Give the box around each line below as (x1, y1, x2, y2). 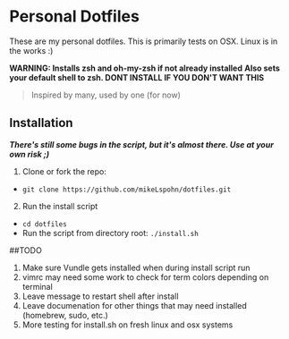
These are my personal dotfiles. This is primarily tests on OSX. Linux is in (9, 36, 278, 47)
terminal (21, 281, 54, 292)
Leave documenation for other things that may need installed (21, 300, 248, 310)
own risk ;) (9, 148, 50, 159)
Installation (9, 115, 73, 131)
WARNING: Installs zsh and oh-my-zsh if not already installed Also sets (9, 63, 280, 73)
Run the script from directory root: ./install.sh (21, 227, 199, 238)
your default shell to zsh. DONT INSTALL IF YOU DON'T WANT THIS (9, 72, 265, 82)
